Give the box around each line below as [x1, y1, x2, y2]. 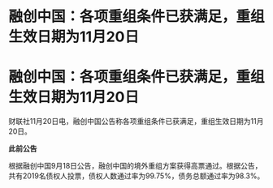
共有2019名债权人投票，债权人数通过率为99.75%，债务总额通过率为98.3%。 [8, 171, 265, 181]
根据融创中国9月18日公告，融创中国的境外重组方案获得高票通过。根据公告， [8, 161, 262, 171]
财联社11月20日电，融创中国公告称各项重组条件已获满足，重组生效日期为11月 [8, 117, 264, 126]
